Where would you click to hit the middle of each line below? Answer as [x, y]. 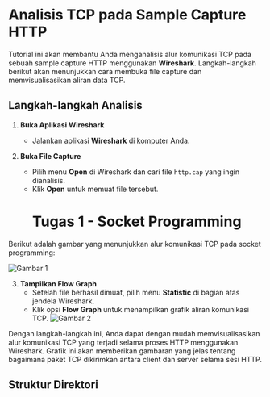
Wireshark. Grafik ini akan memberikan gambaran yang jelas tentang [122, 351]
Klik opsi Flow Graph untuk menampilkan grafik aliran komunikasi [141, 309]
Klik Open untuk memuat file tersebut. [95, 189]
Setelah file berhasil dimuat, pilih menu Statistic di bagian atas [136, 292]
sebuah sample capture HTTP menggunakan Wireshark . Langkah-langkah [132, 63]
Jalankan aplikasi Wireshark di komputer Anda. [111, 140]
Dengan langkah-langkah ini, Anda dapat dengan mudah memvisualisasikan [134, 333]
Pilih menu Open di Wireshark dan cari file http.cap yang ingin [136, 172]
